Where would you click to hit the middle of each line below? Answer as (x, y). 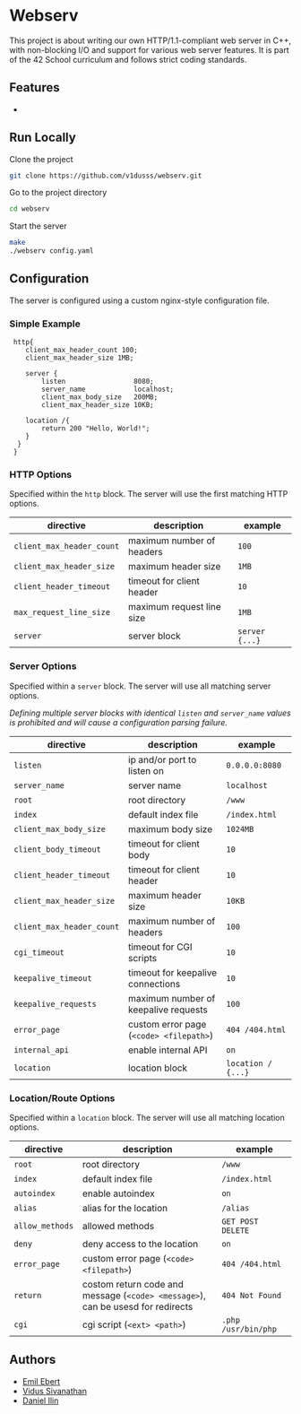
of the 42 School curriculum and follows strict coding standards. (128, 59)
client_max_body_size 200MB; (100, 397)
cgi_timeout (39, 952)
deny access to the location (140, 1245)
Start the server (38, 226)
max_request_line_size (62, 612)
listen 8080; (98, 382)
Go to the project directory (58, 193)
